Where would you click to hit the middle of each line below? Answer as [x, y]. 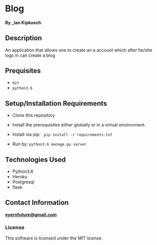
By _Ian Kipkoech [23, 22]
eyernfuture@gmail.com [31, 214]
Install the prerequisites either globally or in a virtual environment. [79, 125]
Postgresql [23, 182]
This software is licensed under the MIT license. [54, 238]
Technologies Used [35, 159]
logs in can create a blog [30, 55]
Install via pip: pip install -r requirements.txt [62, 134]
